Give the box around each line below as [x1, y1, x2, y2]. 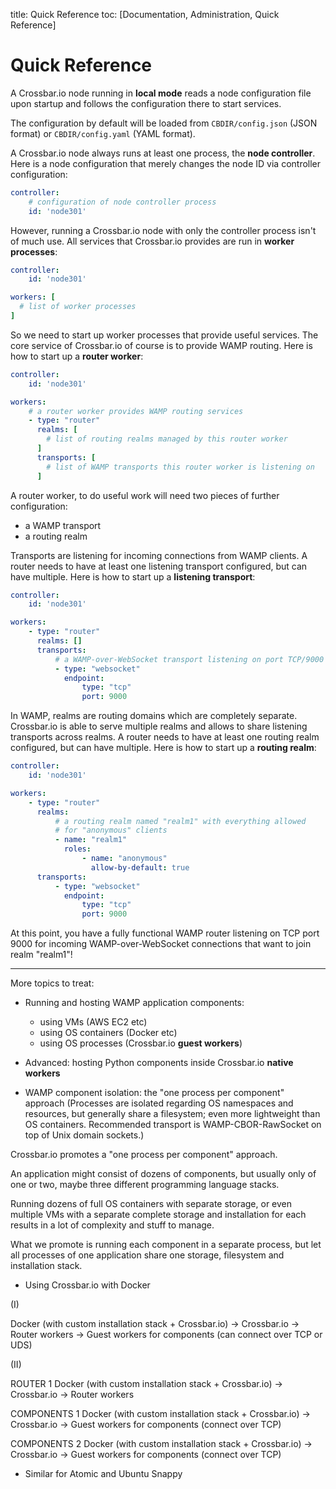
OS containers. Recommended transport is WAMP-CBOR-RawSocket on [24, 1119, 322, 1131]
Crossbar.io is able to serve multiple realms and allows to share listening [10, 720, 308, 733]
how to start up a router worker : [10, 350, 144, 362]
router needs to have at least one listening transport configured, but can [10, 560, 308, 572]
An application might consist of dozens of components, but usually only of [10, 1168, 317, 1180]
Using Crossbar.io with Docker [24, 1279, 151, 1291]
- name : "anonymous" [81, 854, 168, 864]
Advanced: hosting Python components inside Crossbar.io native [24, 1057, 294, 1069]
